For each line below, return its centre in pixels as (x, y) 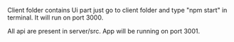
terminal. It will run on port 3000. (55, 17)
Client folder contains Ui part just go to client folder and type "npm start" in (117, 10)
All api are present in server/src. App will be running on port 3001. (104, 31)
